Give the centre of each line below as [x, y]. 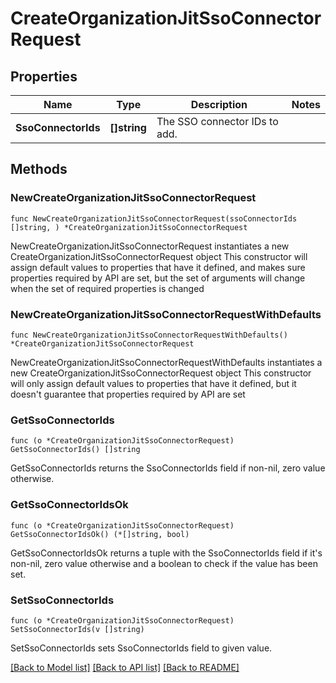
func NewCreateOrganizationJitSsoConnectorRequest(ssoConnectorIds [154, 218]
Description [219, 104]
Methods [39, 169]
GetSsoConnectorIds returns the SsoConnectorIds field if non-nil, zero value [168, 468]
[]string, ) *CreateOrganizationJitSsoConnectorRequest [129, 227]
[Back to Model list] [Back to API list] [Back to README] [125, 667]
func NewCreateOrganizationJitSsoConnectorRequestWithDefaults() [149, 335]
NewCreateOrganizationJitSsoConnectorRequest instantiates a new [150, 246]
